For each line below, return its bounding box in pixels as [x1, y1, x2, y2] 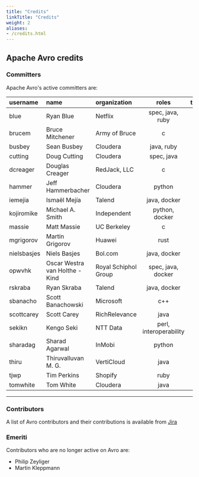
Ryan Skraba [46, 283, 82, 292]
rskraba [9, 283, 31, 292]
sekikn [9, 323, 28, 331]
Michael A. [46, 206, 76, 214]
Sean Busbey [46, 142, 83, 150]
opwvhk [9, 266, 31, 274]
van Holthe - [46, 266, 82, 274]
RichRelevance [95, 310, 137, 318]
